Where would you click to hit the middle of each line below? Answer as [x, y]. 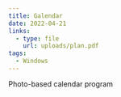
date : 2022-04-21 [38, 23]
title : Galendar [35, 16]
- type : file [38, 38]
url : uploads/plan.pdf [61, 46]
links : [19, 31]
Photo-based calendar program [60, 84]
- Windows [32, 61]
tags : [17, 53]
